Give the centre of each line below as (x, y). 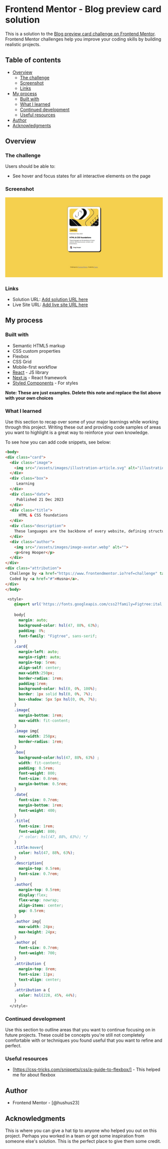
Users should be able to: (30, 166)
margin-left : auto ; (38, 652)
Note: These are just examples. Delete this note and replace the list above (83, 392)
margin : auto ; (33, 620)
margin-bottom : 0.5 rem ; (43, 784)
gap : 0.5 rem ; (32, 911)
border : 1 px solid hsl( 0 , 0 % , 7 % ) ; (55, 694)
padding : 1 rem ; (33, 683)
